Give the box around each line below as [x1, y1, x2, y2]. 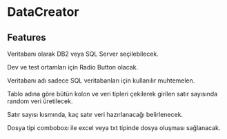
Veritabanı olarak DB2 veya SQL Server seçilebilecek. [7, 50, 159, 58]
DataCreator [7, 4, 79, 20]
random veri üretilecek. [7, 97, 73, 105]
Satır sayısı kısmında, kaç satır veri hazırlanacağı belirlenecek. [7, 111, 184, 118]
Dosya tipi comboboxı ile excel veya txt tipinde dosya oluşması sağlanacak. [7, 124, 221, 131]
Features [7, 32, 46, 43]
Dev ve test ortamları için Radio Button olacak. [7, 63, 139, 71]
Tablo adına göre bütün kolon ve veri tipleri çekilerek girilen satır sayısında [7, 90, 218, 98]
